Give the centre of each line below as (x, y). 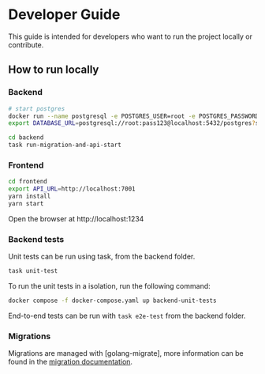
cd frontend (28, 182)
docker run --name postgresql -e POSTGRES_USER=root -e (102, 116)
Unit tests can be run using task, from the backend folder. (102, 257)
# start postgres (37, 108)
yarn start (26, 203)
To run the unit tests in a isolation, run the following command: (109, 285)
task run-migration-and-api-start (65, 145)
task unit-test (33, 271)
